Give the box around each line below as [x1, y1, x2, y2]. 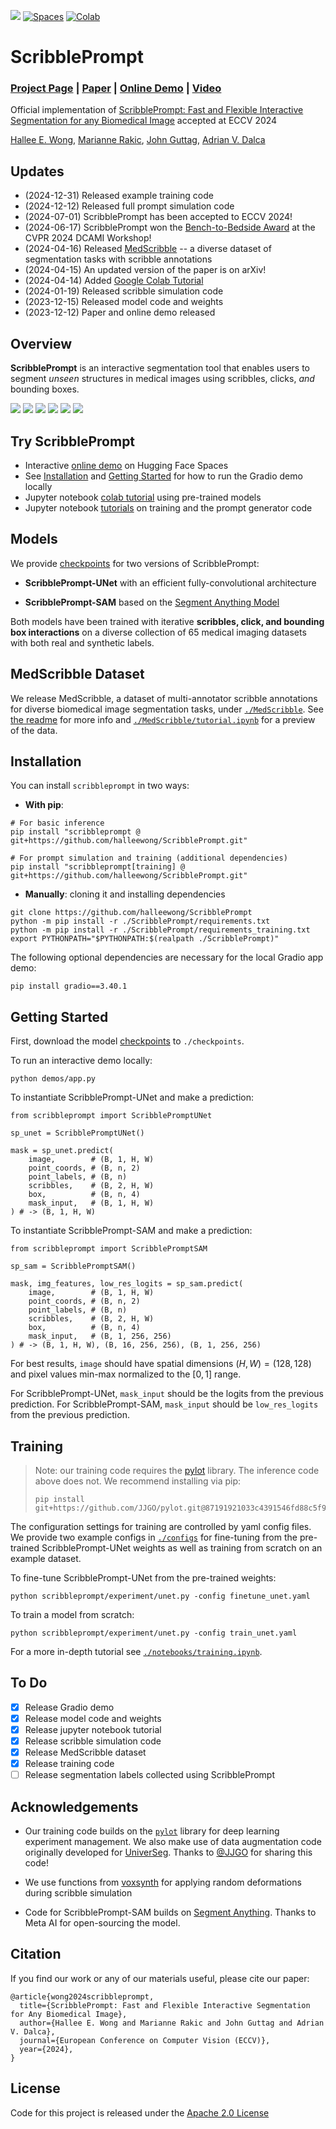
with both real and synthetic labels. [10, 636, 155, 649]
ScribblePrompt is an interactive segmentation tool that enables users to [10, 362, 311, 374]
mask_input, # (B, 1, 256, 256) [28, 1331, 172, 1342]
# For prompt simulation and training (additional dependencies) [10, 853, 288, 864]
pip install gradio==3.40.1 [10, 981, 128, 992]
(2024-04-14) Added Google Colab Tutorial [24, 275, 204, 287]
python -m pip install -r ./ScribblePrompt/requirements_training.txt [10, 925, 311, 935]
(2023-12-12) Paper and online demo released [24, 306, 216, 319]
